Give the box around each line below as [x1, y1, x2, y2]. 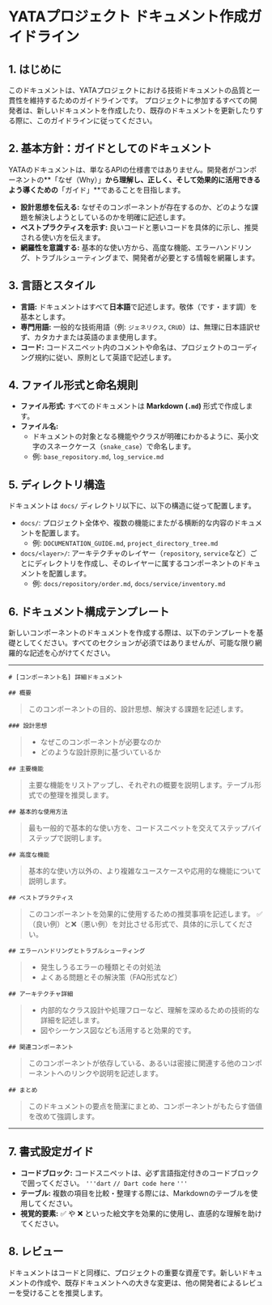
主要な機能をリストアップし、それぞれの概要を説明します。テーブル [28, 780, 255, 790]
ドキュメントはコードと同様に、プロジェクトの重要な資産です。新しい [8, 1268, 242, 1277]
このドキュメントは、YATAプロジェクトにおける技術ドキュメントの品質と [8, 86, 253, 95]
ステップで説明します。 [28, 833, 107, 843]
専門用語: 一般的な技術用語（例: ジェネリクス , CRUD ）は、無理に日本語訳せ [19, 321, 261, 332]
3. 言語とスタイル [8, 278, 96, 292]
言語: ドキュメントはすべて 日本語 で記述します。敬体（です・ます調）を [19, 301, 257, 312]
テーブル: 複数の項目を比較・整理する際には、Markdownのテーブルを [19, 1188, 251, 1198]
